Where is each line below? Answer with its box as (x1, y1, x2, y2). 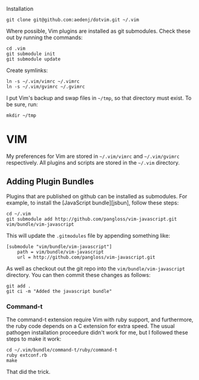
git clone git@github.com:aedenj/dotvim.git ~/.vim (6, 17, 139, 23)
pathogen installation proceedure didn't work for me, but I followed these (6, 329, 189, 336)
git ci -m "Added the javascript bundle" (6, 288, 113, 294)
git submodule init (6, 51, 56, 57)
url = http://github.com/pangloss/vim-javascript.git (17, 254, 155, 260)
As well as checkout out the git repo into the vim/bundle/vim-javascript (6, 264, 186, 272)
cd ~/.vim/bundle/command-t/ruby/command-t (6, 347, 118, 353)
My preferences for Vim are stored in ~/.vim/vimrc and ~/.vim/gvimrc (6, 152, 180, 160)
